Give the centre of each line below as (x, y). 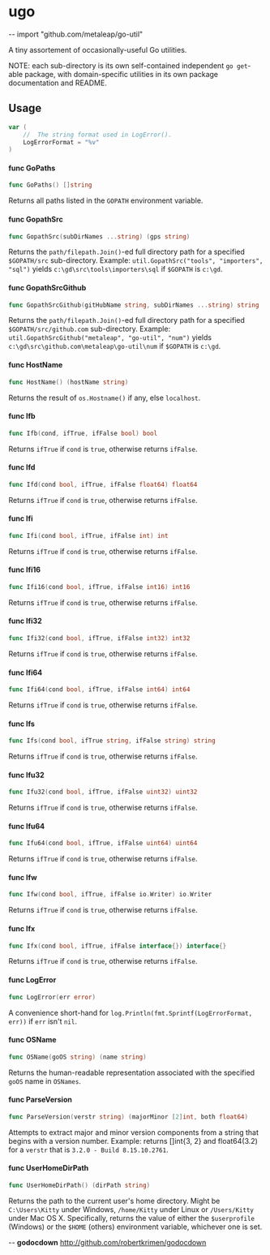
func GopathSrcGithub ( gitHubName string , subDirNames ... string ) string (134, 305)
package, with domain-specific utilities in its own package (121, 74)
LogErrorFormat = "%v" (61, 142)
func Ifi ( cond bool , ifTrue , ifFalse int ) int (88, 535)
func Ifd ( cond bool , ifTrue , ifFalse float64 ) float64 (103, 484)
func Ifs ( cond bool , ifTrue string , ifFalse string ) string (112, 741)
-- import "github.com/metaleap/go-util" (76, 34)
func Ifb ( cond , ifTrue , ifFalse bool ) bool (83, 433)
